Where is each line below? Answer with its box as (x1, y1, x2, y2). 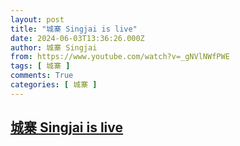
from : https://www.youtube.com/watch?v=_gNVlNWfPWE (10, 52, 230, 62)
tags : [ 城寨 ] (10, 61, 71, 71)
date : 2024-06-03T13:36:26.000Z (10, 33, 145, 43)
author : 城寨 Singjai (10, 42, 98, 53)
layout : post (10, 14, 65, 25)
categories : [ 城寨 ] (10, 80, 98, 90)
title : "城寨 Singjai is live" (10, 24, 138, 34)
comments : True (10, 71, 74, 81)
